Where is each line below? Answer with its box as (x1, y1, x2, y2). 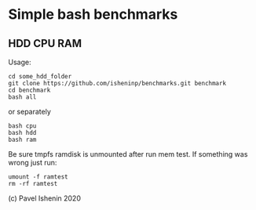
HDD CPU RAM (8, 37, 82, 50)
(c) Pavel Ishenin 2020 (8, 194, 81, 203)
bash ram (8, 136, 37, 143)
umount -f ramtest (8, 173, 68, 181)
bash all (8, 93, 37, 101)
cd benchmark (8, 86, 51, 94)
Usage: (8, 57, 31, 67)
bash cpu (8, 122, 37, 130)
